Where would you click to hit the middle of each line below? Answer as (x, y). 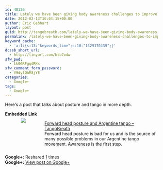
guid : (10, 32)
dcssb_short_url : (23, 50)
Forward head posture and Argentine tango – (89, 123)
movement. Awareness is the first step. (83, 144)
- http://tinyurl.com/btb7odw (40, 55)
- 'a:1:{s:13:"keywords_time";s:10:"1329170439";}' (63, 46)
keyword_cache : (20, 41)
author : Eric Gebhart (27, 23)
